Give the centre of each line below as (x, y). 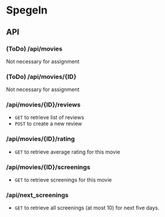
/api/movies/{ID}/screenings (48, 167)
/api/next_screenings (37, 195)
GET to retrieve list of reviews (49, 118)
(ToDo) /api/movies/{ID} (41, 76)
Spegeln (27, 10)
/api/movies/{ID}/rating (41, 139)
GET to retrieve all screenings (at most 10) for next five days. (87, 208)
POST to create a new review (48, 123)
